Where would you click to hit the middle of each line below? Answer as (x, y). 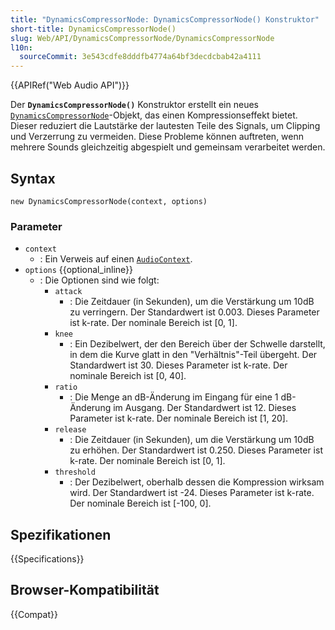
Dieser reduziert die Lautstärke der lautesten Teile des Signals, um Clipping (165, 126)
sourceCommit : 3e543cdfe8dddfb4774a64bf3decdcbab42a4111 (140, 57)
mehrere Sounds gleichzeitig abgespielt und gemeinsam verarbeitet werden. (168, 147)
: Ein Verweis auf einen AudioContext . (116, 259)
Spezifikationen (61, 534)
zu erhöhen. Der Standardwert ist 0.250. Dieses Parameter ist (196, 450)
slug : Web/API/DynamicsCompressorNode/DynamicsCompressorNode (142, 38)
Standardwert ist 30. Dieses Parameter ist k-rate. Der (178, 365)
